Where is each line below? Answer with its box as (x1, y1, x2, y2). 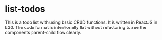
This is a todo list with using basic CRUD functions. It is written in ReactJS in (5, 19, 158, 25)
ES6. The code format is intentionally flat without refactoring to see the (5, 24, 146, 30)
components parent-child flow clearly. (5, 29, 81, 35)
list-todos (5, 3, 45, 14)
